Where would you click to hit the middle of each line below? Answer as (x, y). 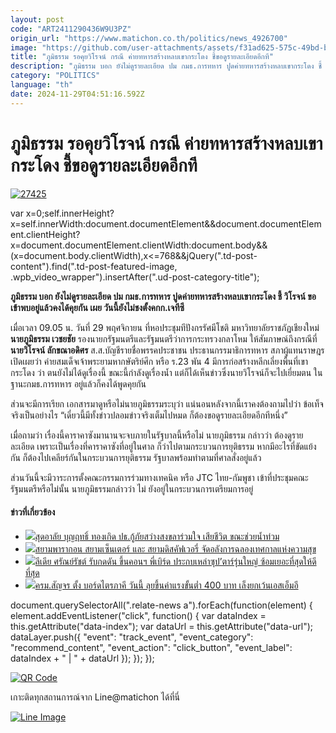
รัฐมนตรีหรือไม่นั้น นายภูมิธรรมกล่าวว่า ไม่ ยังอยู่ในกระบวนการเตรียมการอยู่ (132, 488)
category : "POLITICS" (55, 76)
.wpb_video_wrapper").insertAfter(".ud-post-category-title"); (135, 277)
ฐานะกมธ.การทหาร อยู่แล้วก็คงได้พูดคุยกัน (78, 383)
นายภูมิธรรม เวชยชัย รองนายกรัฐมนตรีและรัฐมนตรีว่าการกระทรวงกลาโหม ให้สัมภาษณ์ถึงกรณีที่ (164, 338)
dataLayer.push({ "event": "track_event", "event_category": (132, 637)
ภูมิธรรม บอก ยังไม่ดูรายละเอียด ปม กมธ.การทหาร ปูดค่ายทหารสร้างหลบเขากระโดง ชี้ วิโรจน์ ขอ (163, 296)
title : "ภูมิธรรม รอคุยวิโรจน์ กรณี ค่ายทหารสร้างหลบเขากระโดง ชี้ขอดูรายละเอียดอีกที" (142, 57)
